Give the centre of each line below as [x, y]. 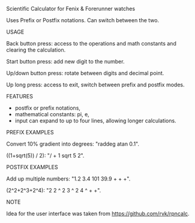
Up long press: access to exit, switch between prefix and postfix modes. [95, 85]
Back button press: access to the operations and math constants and [91, 43]
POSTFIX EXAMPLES [32, 167]
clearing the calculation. [36, 50]
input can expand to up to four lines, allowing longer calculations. [95, 120]
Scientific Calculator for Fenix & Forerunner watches [71, 9]
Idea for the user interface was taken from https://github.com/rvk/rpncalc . [98, 213]
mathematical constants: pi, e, [52, 114]
